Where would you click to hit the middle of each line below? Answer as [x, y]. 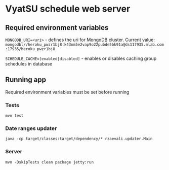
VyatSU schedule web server [68, 9]
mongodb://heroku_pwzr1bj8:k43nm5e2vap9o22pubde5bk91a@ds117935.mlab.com [85, 45]
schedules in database [29, 64]
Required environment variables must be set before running [67, 92]
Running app [26, 80]
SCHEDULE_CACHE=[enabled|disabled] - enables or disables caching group [81, 58]
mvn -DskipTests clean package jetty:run [50, 162]
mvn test [14, 116]
